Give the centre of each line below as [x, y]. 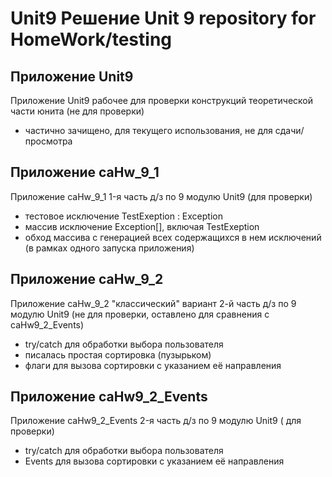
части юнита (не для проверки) [77, 111]
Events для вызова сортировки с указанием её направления [154, 461]
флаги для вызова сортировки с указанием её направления [153, 365]
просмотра [48, 141]
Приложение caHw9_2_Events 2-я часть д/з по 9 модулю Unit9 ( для [156, 421]
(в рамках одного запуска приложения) [109, 248]
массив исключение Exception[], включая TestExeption [142, 226]
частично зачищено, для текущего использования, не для [148, 130]
